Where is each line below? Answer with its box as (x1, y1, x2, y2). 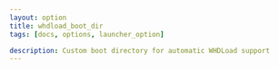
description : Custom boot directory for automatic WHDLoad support (9, 46, 271, 55)
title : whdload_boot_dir (9, 22, 104, 30)
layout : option (9, 13, 67, 22)
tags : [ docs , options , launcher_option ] (9, 30, 165, 39)
